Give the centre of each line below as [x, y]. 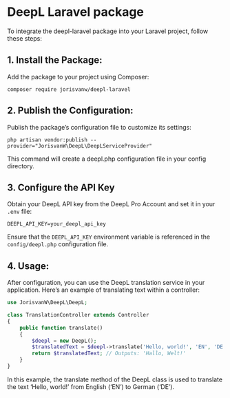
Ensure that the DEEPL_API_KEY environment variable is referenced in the [109, 237]
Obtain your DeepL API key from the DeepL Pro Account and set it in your [111, 204]
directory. [21, 166]
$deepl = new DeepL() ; [64, 341]
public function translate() [61, 328]
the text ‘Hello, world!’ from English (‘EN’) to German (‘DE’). [91, 386]
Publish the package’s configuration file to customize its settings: [99, 127]
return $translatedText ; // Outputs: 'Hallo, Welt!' [109, 354]
